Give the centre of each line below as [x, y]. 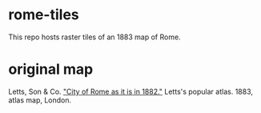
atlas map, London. [40, 100]
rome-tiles [44, 15]
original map [51, 69]
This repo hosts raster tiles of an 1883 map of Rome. [95, 37]
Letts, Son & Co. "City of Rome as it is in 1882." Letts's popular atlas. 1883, [131, 91]
